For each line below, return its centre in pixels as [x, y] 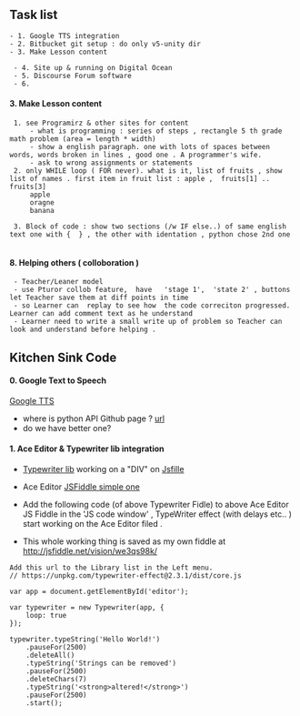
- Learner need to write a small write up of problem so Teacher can [148, 322]
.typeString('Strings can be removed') [101, 663]
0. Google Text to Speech [58, 380]
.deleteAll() [50, 655]
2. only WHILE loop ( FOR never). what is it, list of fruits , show [148, 171]
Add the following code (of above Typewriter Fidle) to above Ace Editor [155, 505]
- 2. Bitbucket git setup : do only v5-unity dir [105, 44]
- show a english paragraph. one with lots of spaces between [150, 147]
